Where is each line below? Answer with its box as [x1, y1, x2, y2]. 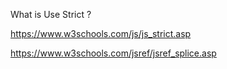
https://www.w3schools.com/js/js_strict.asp [10, 28, 192, 39]
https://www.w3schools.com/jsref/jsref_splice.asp [10, 47, 217, 59]
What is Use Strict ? [10, 9, 92, 20]
